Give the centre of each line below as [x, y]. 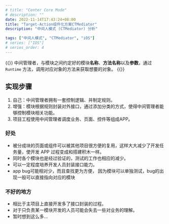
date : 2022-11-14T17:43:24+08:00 [41, 19]
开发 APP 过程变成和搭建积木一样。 [67, 152]
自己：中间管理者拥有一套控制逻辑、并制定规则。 [64, 100]
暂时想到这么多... [30, 216]
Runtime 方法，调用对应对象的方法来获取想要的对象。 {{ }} [65, 69]
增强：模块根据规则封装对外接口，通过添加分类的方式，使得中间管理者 [86, 106]
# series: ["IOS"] [25, 43]
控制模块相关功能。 [37, 113]
